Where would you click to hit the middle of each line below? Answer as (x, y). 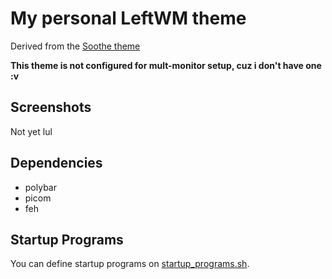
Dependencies (56, 163)
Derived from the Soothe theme (75, 46)
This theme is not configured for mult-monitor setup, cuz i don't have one (166, 65)
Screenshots (51, 107)
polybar (40, 187)
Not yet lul (31, 131)
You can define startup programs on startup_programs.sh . (130, 264)
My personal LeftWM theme (128, 18)
